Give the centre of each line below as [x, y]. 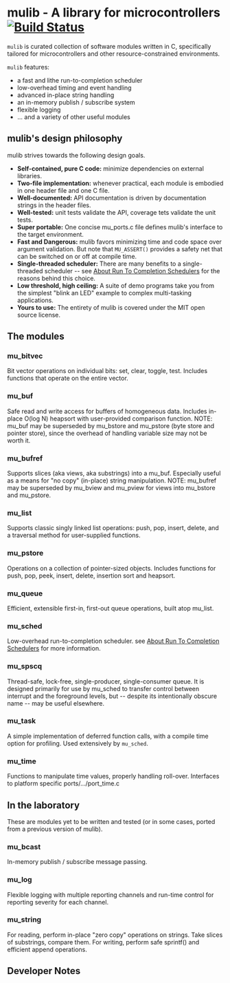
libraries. [30, 176]
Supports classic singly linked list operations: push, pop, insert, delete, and [113, 528]
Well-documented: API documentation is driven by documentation [112, 198]
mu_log [20, 880]
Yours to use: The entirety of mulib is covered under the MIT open [111, 307]
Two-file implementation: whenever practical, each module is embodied [120, 183]
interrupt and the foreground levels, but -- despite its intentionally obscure [112, 696]
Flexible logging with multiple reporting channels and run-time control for [111, 895]
